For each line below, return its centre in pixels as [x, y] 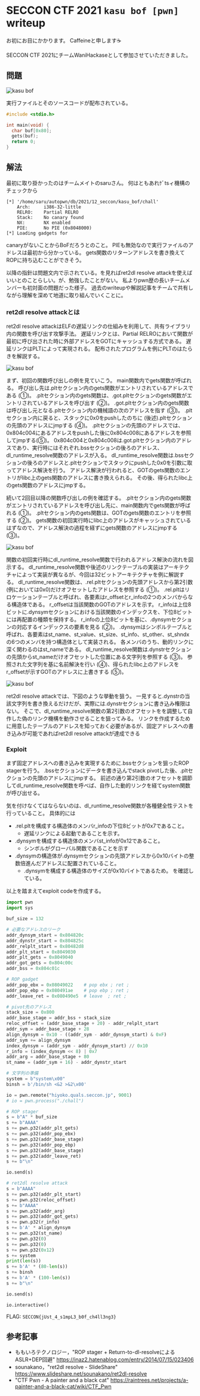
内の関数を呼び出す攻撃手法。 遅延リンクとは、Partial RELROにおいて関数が [100, 334]
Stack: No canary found [50, 217]
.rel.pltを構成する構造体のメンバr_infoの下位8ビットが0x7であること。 [101, 826]
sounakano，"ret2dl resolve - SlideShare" [66, 1367]
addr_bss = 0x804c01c [33, 969]
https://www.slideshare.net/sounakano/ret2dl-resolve [81, 1374]
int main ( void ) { [28, 125]
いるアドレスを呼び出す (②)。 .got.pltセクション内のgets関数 [113, 403]
